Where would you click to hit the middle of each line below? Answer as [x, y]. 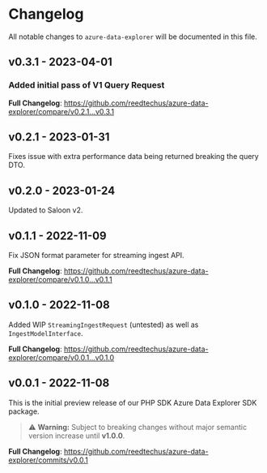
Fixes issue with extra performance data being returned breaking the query [133, 157]
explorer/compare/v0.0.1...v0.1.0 [61, 357]
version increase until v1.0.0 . [76, 436]
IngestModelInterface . [46, 333]
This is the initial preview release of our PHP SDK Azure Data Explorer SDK [133, 402]
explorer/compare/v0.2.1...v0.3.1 [61, 111]
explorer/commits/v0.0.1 [49, 460]
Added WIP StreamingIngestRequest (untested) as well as [104, 325]
